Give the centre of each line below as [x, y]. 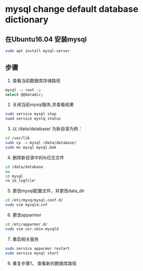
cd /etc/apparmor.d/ [27, 224]
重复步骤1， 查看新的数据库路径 [44, 263]
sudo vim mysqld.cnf [27, 205]
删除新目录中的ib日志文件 [38, 157]
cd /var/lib [17, 138]
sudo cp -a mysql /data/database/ [41, 143]
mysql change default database [72, 9]
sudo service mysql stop [31, 114]
